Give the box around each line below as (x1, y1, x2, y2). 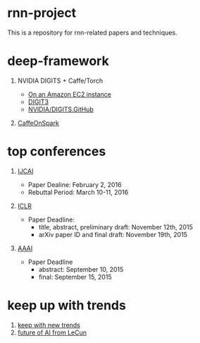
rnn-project (7, 5, 77, 21)
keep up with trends (7, 298, 127, 313)
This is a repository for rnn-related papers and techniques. (7, 28, 177, 37)
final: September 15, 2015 (38, 272, 112, 281)
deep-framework (7, 53, 109, 69)
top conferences (7, 143, 106, 160)
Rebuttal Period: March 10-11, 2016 (27, 188, 129, 196)
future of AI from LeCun (17, 328, 87, 337)
